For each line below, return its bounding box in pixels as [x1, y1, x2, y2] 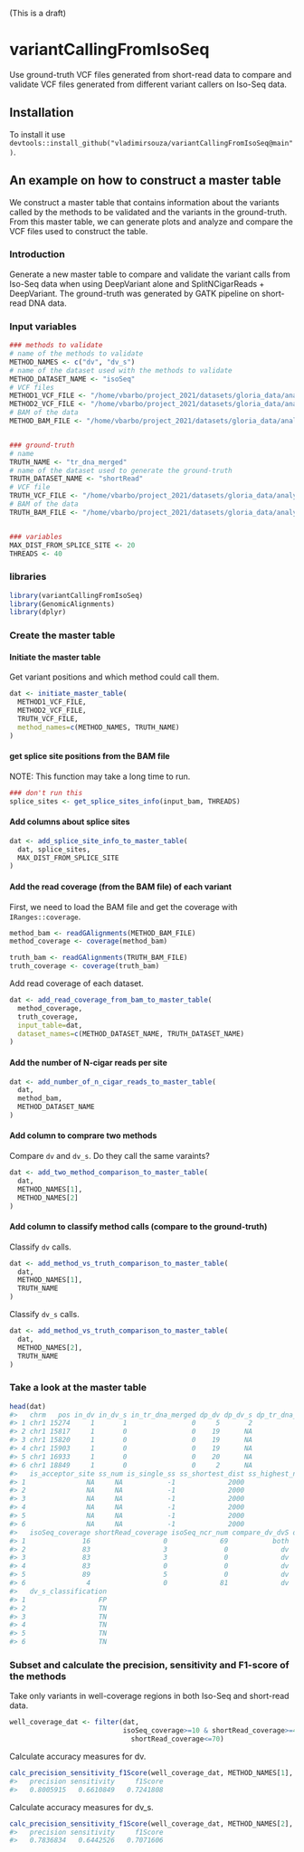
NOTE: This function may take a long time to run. [9, 771, 191, 782]
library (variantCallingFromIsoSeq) [9, 591, 144, 600]
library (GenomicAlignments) [9, 599, 116, 609]
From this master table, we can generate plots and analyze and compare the [9, 216, 294, 227]
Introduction [9, 248, 65, 261]
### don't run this [9, 788, 83, 797]
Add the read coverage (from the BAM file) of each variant [9, 881, 233, 892]
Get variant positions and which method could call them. [9, 671, 220, 682]
